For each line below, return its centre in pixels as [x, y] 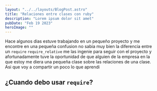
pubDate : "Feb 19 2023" [29, 23]
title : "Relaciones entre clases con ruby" [50, 14]
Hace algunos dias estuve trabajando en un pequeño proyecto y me [72, 41]
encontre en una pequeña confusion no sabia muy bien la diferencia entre [78, 46]
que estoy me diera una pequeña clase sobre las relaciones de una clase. [78, 62]
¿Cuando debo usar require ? [49, 82]
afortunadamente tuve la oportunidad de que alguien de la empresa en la [78, 57]
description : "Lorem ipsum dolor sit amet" [50, 18]
